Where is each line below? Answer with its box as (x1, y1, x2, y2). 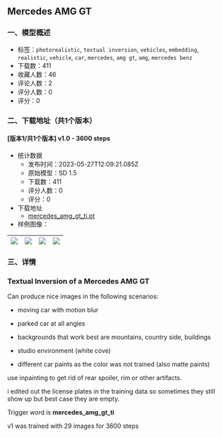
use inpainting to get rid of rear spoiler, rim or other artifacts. (7, 374, 182, 382)
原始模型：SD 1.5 (27, 168, 77, 177)
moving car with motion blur (17, 306, 99, 314)
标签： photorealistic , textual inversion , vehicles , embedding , (17, 45, 200, 53)
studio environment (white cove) (17, 347, 111, 355)
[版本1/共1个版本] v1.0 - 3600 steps (7, 134, 111, 143)
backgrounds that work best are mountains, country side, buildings (17, 333, 211, 342)
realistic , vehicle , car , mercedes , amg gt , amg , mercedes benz (17, 53, 193, 62)
